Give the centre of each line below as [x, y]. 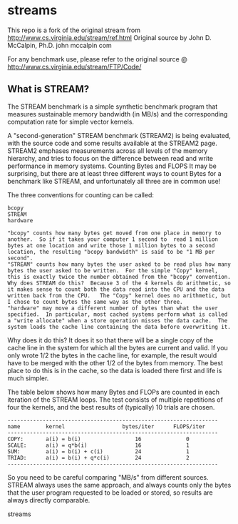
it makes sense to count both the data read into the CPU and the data [116, 289]
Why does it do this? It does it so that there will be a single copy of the [110, 340]
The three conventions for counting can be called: [81, 194]
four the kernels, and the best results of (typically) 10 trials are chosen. [111, 407]
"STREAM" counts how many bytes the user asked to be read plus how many [119, 264]
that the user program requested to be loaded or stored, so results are [110, 493]
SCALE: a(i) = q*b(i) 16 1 [99, 445]
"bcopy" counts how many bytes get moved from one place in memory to [114, 233]
